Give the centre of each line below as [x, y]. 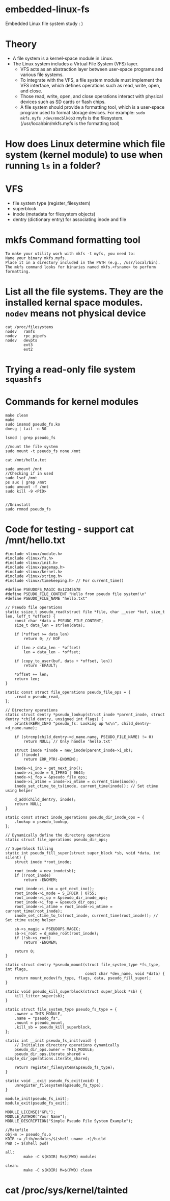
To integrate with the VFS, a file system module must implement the [91, 80]
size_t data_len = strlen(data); [50, 625]
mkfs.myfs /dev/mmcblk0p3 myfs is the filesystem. [72, 118]
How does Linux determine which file [85, 144]
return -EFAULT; [41, 665]
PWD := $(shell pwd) [27, 1143]
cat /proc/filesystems [29, 327]
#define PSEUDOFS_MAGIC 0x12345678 [43, 590]
